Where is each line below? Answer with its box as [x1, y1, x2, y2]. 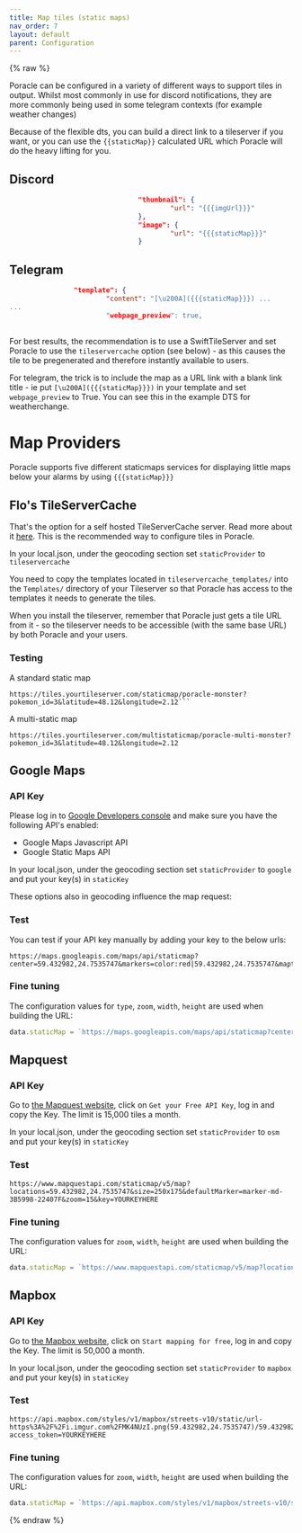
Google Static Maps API [22, 847, 111, 858]
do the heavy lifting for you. [9, 146, 111, 156]
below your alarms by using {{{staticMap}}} [9, 471, 174, 482]
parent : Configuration [9, 38, 94, 48]
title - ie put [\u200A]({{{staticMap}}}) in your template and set [9, 381, 247, 392]
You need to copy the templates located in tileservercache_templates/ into [9, 574, 289, 584]
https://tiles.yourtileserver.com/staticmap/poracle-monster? [9, 690, 247, 699]
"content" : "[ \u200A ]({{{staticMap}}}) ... [105, 294, 271, 303]
